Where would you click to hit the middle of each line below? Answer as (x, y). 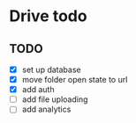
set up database (51, 69)
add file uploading (55, 99)
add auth (38, 90)
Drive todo (48, 16)
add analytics (46, 109)
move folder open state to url (75, 80)
